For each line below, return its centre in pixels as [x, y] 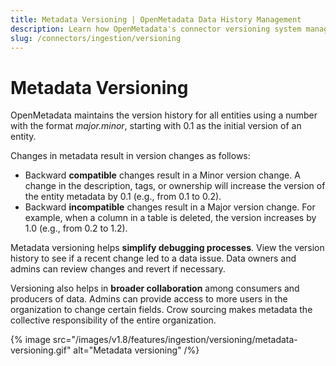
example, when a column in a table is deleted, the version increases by [170, 218]
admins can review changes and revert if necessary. [118, 269]
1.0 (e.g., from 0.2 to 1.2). [76, 228]
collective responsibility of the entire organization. [113, 320]
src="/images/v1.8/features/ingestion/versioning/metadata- [175, 340]
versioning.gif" [41, 350]
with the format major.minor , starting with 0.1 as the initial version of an [156, 126]
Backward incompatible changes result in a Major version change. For [170, 207]
